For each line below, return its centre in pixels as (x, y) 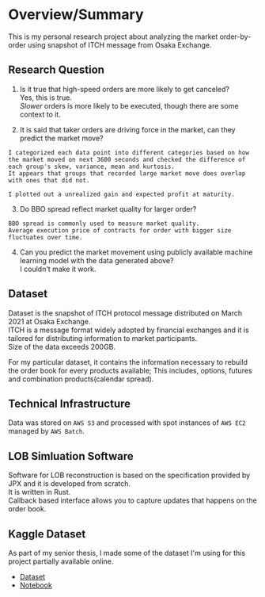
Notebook (36, 585)
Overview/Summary (76, 15)
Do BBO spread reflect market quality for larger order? (108, 209)
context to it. (40, 114)
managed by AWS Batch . (47, 431)
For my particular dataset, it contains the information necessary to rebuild (128, 362)
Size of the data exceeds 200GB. (62, 346)
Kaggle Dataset (47, 534)
